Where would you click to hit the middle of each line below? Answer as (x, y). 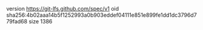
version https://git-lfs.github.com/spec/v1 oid (63, 9)
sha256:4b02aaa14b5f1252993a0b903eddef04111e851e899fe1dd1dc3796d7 (101, 15)
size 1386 (41, 21)
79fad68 (17, 21)
